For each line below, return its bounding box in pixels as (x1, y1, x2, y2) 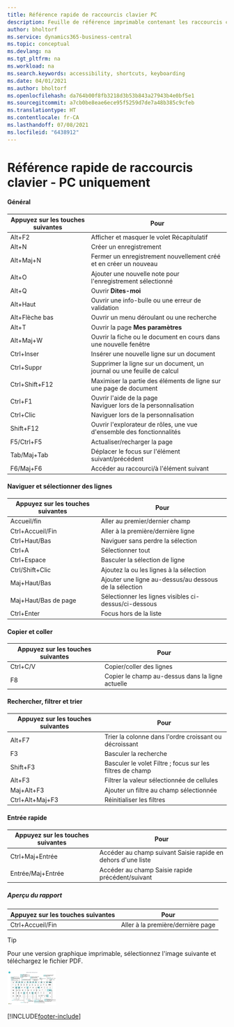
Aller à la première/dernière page (120, 920, 216, 929)
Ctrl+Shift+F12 (10, 380, 54, 389)
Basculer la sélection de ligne (100, 556, 185, 564)
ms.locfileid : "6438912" (7, 129, 79, 136)
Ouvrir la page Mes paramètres (91, 323, 182, 331)
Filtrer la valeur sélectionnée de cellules (104, 776, 218, 785)
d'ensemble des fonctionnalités (91, 428, 181, 436)
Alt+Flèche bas (10, 314, 54, 322)
